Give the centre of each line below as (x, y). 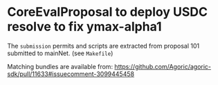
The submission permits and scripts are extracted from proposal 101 (103, 46)
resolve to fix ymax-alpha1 (84, 27)
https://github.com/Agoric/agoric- (163, 66)
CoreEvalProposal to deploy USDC (107, 12)
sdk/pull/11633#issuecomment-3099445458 (71, 74)
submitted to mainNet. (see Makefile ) (60, 53)
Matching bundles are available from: (60, 66)
